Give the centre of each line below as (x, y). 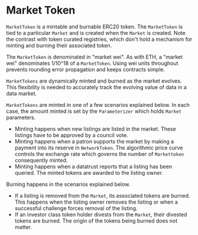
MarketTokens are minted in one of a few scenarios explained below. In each (98, 105)
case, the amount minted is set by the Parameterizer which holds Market (94, 111)
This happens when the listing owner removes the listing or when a (96, 202)
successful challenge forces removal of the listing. (76, 208)
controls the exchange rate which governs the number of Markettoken (99, 154)
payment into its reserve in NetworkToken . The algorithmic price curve (99, 148)
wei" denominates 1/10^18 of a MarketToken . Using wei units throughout (92, 63)
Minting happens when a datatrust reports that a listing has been (93, 167)
